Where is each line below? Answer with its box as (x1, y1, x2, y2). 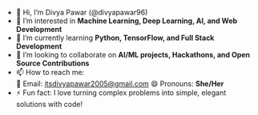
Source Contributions (15, 58, 90, 68)
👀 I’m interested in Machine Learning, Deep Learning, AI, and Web (15, 16, 238, 26)
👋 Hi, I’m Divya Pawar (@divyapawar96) (15, 8, 148, 17)
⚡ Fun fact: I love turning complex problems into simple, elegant (15, 88, 227, 97)
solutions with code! (15, 100, 83, 109)
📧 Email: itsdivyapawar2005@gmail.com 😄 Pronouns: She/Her (15, 79, 224, 88)
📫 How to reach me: (15, 68, 85, 77)
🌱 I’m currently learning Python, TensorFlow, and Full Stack (15, 33, 215, 42)
